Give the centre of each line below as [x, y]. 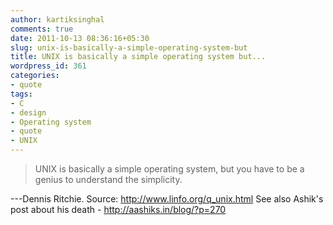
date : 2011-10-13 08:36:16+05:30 [80, 38]
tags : [21, 94]
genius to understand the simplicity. [108, 179]
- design [28, 112]
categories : [35, 76]
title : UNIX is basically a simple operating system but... [138, 57]
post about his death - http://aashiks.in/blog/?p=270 [118, 209]
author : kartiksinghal [57, 19]
